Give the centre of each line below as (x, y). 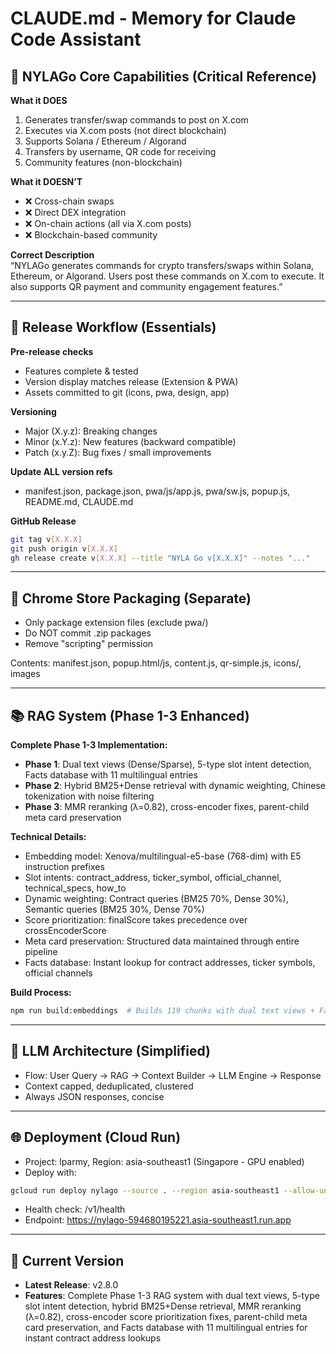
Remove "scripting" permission (89, 644)
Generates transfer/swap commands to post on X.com (136, 120)
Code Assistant (76, 39)
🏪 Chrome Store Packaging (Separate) (131, 598)
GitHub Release (43, 521)
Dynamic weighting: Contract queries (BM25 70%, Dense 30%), (156, 899)
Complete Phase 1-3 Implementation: (89, 745)
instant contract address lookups (93, 1338)
